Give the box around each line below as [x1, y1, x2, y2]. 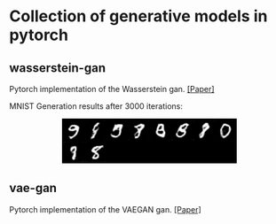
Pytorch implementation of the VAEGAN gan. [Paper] [9, 204, 201, 214]
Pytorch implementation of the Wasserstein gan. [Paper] [9, 84, 215, 94]
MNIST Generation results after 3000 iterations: [9, 101, 184, 112]
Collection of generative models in [9, 6, 268, 27]
